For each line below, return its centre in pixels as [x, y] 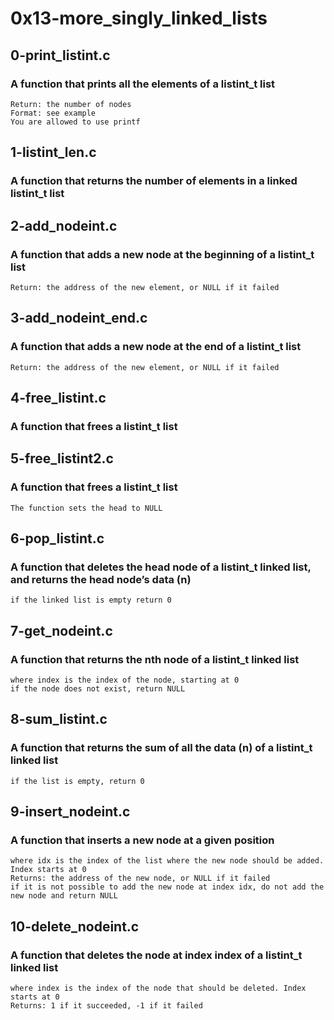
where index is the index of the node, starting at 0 [125, 680]
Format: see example [53, 113]
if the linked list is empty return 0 [91, 600]
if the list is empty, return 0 [77, 781]
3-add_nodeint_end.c [79, 318]
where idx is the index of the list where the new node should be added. [167, 861]
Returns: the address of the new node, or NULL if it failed [140, 878]
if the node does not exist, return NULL [98, 688]
